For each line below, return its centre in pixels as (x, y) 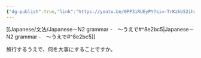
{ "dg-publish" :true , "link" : (41, 12)
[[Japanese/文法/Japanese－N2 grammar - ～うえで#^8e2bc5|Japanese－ (100, 29)
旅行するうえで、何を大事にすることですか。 (61, 49)
